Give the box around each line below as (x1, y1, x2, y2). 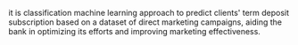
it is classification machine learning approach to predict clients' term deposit (8, 8, 290, 18)
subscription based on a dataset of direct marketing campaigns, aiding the (8, 17, 283, 27)
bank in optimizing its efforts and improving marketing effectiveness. (8, 26, 261, 36)
